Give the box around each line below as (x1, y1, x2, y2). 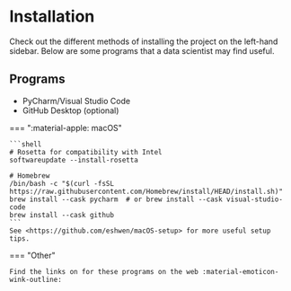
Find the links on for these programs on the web (9, 267, 199, 276)
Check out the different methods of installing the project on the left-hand (9, 36, 278, 47)
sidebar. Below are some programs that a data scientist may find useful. (9, 45, 275, 56)
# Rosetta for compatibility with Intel (9, 147, 163, 156)
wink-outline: (9, 275, 63, 284)
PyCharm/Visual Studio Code (22, 95, 131, 106)
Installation (9, 6, 95, 27)
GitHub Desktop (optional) (22, 105, 119, 116)
